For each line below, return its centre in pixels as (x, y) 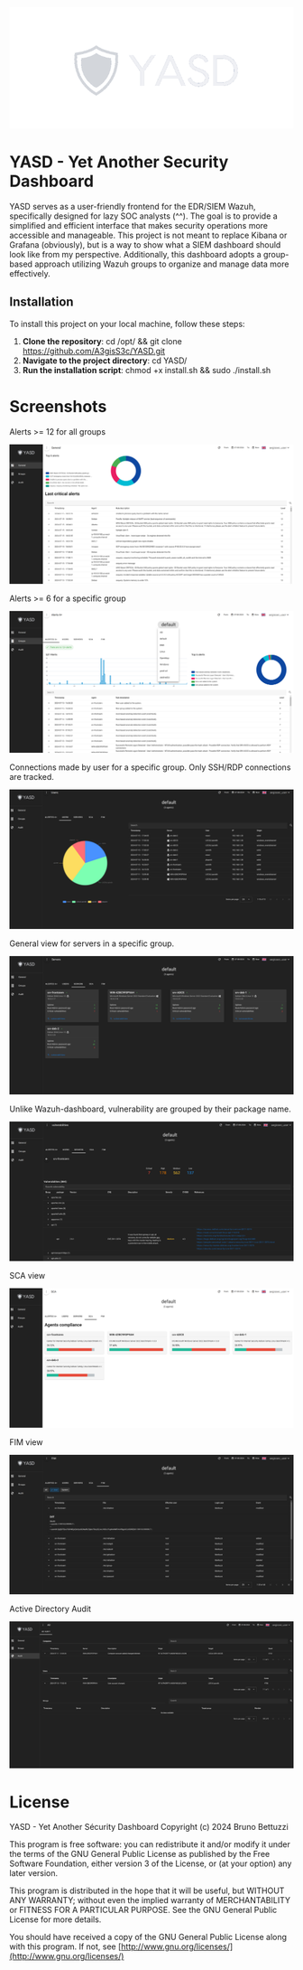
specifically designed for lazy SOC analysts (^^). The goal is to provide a (143, 216)
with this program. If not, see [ (65, 1947)
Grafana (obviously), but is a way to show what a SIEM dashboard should (145, 244)
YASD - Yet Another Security (119, 162)
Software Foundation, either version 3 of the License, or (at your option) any (151, 1863)
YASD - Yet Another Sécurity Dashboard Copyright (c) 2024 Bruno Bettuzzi (149, 1827)
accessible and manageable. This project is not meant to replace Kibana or (148, 235)
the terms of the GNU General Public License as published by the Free (140, 1854)
